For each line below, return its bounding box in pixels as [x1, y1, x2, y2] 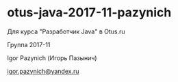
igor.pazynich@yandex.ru [7, 67, 80, 75]
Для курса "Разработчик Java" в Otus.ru [7, 27, 125, 36]
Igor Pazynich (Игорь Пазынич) [7, 53, 97, 62]
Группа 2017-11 [7, 40, 51, 49]
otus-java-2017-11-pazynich [7, 5, 172, 20]
